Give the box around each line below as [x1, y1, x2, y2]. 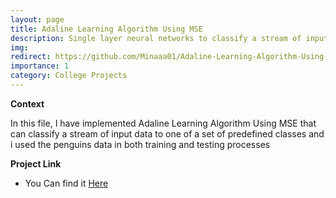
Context [10, 97, 45, 110]
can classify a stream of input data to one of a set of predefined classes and [10, 127, 325, 140]
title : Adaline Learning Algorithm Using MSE [10, 24, 203, 34]
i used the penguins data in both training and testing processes [10, 138, 271, 150]
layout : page [10, 14, 65, 25]
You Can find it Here [24, 177, 109, 189]
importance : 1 [10, 61, 70, 71]
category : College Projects [10, 71, 128, 81]
